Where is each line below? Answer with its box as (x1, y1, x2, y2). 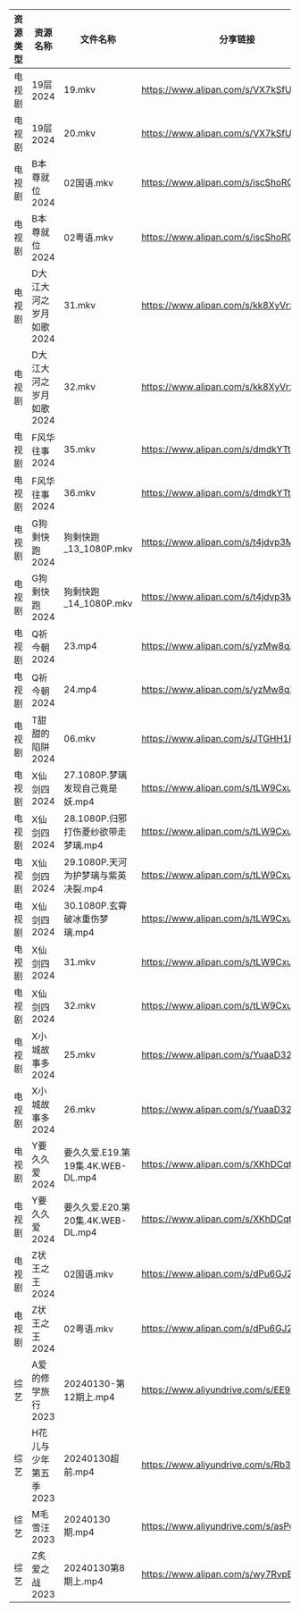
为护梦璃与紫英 (63, 869, 127, 881)
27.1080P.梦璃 (63, 768, 128, 781)
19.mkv (63, 84, 96, 96)
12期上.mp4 (63, 1391, 115, 1403)
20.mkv (63, 127, 96, 139)
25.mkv (63, 1049, 96, 1061)
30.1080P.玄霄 (63, 900, 128, 911)
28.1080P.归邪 (63, 812, 128, 825)
